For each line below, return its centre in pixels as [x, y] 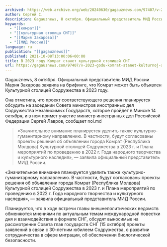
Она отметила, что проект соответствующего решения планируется [78, 100]
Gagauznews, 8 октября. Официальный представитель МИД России [77, 80]
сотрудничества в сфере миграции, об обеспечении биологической [78, 235]
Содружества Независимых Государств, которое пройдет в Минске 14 [81, 111]
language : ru [19, 47]
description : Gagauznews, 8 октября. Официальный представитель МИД [78, 19]
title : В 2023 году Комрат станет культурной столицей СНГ [68, 61]
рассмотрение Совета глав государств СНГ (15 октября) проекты [75, 225]
